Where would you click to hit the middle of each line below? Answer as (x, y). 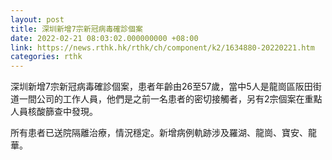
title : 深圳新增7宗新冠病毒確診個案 (76, 29)
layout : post (37, 19)
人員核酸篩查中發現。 (54, 112)
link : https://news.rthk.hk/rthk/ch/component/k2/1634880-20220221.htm (162, 47)
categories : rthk (46, 57)
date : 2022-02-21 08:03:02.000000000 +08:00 (104, 38)
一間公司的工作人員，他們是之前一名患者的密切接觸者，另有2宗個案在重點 (170, 99)
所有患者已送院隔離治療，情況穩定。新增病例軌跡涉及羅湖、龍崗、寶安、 (159, 133)
